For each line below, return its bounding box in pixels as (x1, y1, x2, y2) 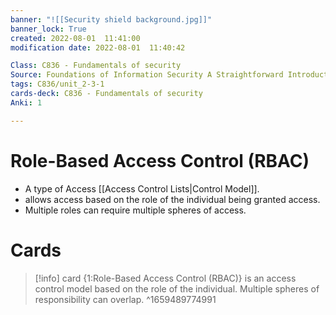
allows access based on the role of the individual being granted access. (24, 193, 321, 205)
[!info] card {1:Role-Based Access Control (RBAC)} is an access (34, 272, 297, 284)
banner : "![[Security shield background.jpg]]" (10, 14, 213, 25)
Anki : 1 (10, 97, 43, 108)
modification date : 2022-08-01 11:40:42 (10, 42, 186, 53)
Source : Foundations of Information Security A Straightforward (10, 70, 284, 80)
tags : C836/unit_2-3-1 (10, 79, 105, 90)
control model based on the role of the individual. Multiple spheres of (34, 282, 320, 295)
